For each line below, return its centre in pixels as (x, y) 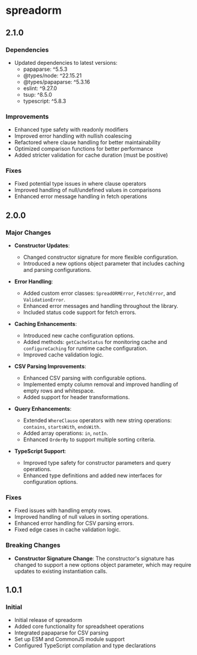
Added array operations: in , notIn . (66, 433)
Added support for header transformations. (76, 397)
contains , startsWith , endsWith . (62, 427)
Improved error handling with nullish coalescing (73, 136)
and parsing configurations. (57, 270)
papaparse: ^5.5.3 (45, 69)
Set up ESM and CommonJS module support (69, 639)
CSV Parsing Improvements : (50, 366)
